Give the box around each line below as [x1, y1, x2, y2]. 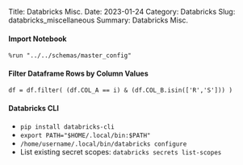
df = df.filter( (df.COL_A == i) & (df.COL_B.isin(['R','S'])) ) [8, 86, 233, 95]
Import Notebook [8, 34, 67, 43]
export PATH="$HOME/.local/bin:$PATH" [19, 131, 151, 139]
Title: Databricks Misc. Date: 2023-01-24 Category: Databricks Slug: [8, 7, 236, 16]
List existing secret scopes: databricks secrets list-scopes [19, 146, 222, 156]
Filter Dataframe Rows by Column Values [8, 68, 149, 78]
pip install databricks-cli [19, 122, 115, 131]
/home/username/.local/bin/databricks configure [19, 140, 187, 148]
